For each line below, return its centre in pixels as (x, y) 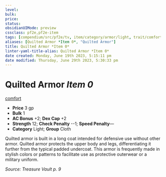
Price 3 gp (23, 108)
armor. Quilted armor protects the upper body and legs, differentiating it (78, 144)
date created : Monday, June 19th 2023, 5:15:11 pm (58, 56)
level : (12, 10)
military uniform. (22, 160)
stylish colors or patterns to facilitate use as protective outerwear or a (76, 154)
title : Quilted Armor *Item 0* (37, 46)
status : (13, 23)
